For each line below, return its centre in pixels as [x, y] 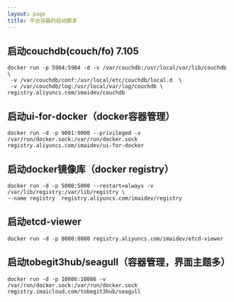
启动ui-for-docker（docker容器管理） [91, 116]
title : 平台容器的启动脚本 [43, 21]
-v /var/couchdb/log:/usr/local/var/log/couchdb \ [87, 87]
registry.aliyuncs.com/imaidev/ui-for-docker [76, 146]
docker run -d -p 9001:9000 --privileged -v [74, 133]
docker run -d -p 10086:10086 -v [57, 279]
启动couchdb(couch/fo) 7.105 [73, 51]
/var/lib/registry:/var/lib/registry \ [66, 192]
